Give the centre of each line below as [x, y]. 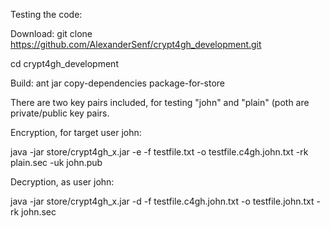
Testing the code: [46, 14]
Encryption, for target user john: [76, 132]
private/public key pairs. [60, 113]
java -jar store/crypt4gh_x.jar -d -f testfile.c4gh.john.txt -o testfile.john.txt [162, 201]
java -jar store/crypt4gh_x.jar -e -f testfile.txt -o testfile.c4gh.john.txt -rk [159, 152]
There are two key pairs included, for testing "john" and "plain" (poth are [160, 102]
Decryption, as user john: [62, 182]
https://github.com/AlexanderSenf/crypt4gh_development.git [136, 44]
